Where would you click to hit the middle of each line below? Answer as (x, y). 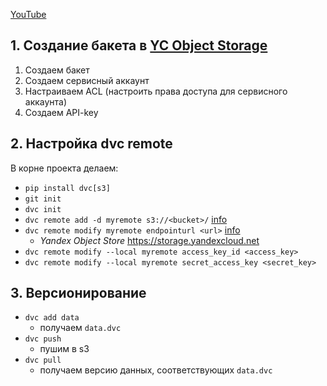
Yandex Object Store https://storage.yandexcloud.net (149, 240)
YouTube (28, 14)
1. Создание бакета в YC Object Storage (139, 45)
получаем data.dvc (80, 328)
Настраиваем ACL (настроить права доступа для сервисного (156, 91)
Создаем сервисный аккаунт (87, 80)
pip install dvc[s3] (67, 188)
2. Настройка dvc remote (91, 144)
